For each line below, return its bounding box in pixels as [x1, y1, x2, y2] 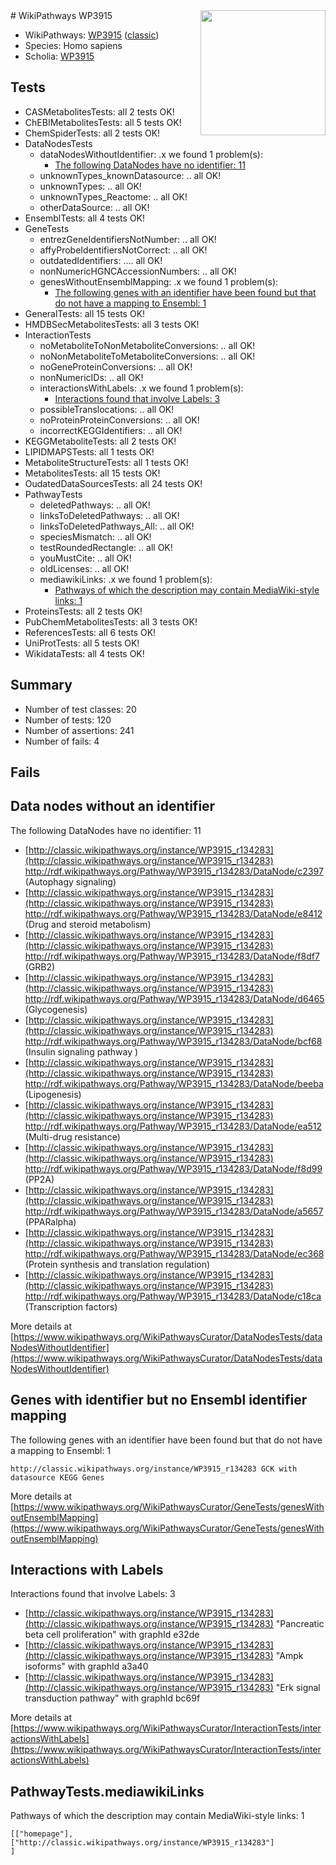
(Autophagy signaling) [24, 875, 117, 888]
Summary [10, 677, 73, 694]
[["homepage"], [10, 1829, 74, 1839]
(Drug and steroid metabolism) [24, 918, 152, 930]
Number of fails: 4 [24, 735, 100, 747]
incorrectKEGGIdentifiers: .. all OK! [39, 424, 183, 436]
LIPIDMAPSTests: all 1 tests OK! [24, 445, 155, 458]
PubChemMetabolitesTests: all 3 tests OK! [24, 615, 198, 628]
